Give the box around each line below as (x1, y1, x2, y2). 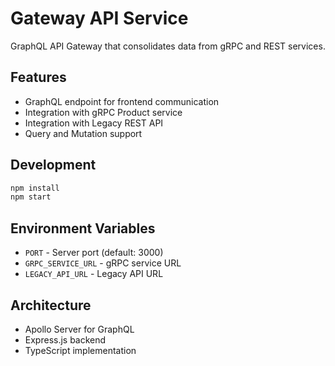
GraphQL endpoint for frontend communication (24, 95, 220, 107)
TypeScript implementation (24, 344, 137, 356)
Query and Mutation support (24, 127, 143, 139)
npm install (10, 183, 60, 193)
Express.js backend (24, 333, 107, 346)
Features (10, 69, 67, 86)
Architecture (10, 297, 92, 314)
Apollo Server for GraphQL (24, 323, 135, 335)
